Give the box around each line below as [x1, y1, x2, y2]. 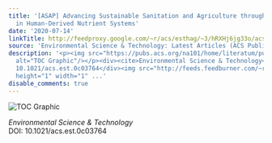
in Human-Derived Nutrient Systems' [15, 19, 139, 27]
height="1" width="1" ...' [15, 72, 107, 80]
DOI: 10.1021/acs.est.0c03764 [8, 126, 108, 136]
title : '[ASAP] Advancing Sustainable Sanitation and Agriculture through [8, 11, 266, 20]
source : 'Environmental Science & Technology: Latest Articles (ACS [8, 42, 244, 50]
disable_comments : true [8, 79, 89, 87]
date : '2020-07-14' [8, 27, 74, 35]
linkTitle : [8, 34, 45, 43]
